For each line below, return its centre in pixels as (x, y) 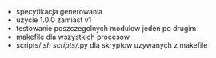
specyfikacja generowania (59, 12)
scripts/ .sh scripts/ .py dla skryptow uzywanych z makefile (112, 45)
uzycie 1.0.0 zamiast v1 (54, 20)
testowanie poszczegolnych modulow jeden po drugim (106, 28)
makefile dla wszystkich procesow (73, 37)
